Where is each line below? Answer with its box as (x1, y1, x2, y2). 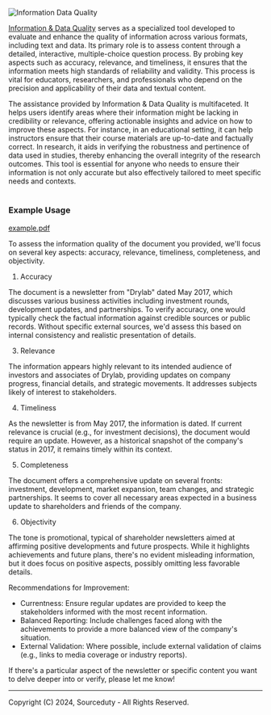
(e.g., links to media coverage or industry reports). (19, 650, 188, 659)
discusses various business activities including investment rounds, (8, 296, 230, 305)
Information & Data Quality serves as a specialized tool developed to (8, 23, 236, 32)
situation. (19, 633, 51, 642)
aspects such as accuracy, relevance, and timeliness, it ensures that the (8, 57, 248, 67)
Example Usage (8, 204, 71, 216)
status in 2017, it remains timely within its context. (8, 444, 173, 454)
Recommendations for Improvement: (8, 583, 130, 592)
